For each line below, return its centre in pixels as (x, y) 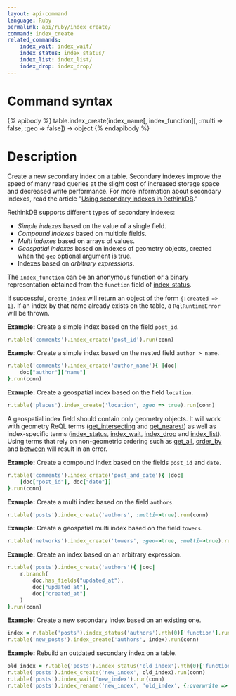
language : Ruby (29, 20)
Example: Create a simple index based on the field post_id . (93, 327)
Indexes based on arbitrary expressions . (76, 263)
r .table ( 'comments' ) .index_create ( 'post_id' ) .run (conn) (91, 340)
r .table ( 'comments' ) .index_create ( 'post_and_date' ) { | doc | (96, 475)
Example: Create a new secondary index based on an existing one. (104, 620)
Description (42, 156)
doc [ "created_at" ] (59, 594)
